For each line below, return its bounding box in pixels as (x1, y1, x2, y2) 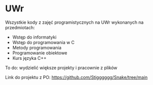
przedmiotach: (5, 24, 35, 30)
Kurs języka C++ (12, 55, 47, 61)
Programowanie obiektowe (12, 50, 68, 56)
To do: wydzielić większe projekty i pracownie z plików (5, 65, 118, 71)
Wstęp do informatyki (12, 34, 57, 40)
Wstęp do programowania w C (12, 39, 75, 45)
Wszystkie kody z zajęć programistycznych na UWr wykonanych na (5, 19, 144, 25)
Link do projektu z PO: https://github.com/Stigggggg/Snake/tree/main (5, 74, 148, 80)
